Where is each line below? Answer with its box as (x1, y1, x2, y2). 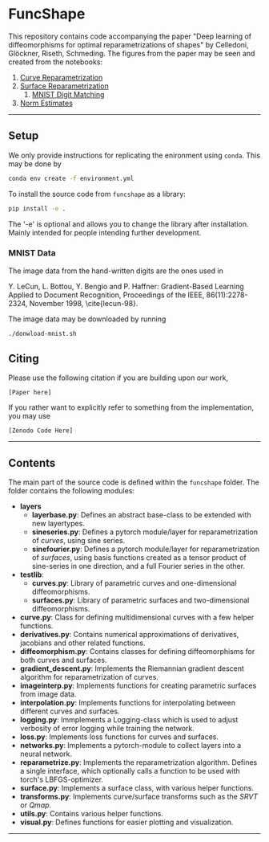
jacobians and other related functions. (19, 638, 146, 648)
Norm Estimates (19, 98, 74, 108)
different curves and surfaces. (19, 706, 120, 716)
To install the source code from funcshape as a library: (8, 189, 186, 198)
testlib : (19, 570, 44, 579)
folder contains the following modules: (8, 486, 134, 496)
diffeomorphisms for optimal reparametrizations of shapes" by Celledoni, (8, 39, 250, 49)
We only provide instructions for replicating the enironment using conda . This (8, 150, 261, 160)
